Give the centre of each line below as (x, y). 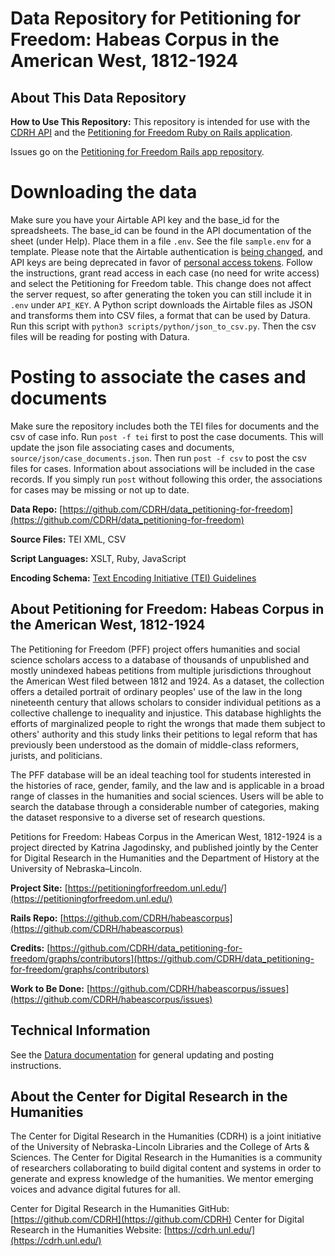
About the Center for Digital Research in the (149, 1096)
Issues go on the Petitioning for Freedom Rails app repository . (137, 151)
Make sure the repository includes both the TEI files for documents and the (165, 426)
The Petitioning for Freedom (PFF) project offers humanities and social (155, 649)
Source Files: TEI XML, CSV (68, 539)
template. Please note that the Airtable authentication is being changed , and (166, 251)
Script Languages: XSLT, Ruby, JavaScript (98, 558)
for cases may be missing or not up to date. (100, 489)
